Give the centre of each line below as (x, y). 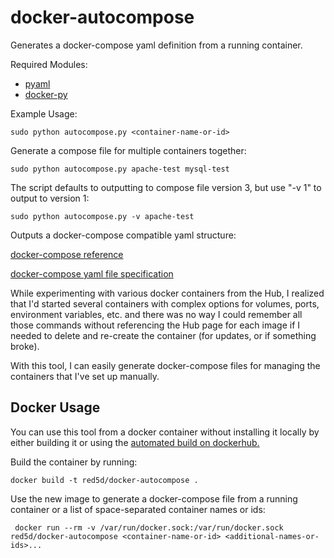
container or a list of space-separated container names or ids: (138, 509)
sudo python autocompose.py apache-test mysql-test (120, 169)
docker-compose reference (67, 254)
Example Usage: (44, 113)
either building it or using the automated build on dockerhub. (135, 442)
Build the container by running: (74, 462)
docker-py (46, 94)
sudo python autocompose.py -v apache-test (102, 216)
